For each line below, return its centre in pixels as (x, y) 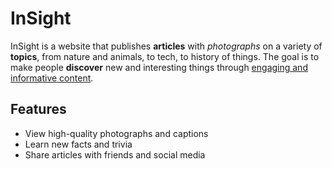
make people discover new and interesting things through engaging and (159, 67)
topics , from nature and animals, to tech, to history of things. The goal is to (165, 56)
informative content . (52, 78)
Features (38, 109)
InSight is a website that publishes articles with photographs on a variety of (166, 46)
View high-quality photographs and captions (116, 133)
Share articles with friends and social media (115, 154)
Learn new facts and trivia (78, 144)
